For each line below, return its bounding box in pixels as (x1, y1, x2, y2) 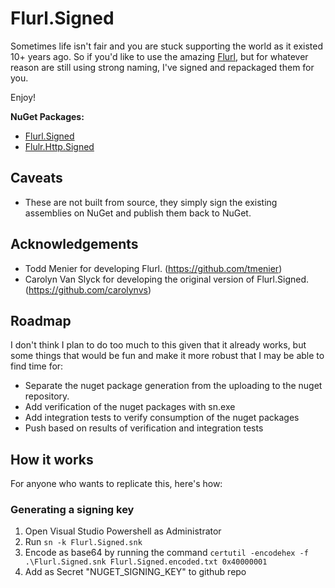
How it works (10, 451, 94, 468)
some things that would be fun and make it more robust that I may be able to (10, 350, 325, 362)
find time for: (10, 360, 64, 372)
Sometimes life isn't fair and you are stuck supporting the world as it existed (10, 40, 324, 52)
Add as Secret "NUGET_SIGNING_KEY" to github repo (24, 566, 247, 578)
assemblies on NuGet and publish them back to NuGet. (24, 207, 252, 219)
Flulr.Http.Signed (24, 140, 95, 152)
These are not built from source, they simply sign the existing (24, 196, 278, 208)
